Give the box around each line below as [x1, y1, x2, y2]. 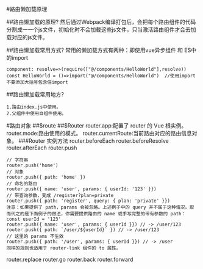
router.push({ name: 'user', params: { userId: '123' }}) [6, 186, 157, 192]
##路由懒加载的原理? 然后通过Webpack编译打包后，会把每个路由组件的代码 [6, 18, 196, 26]
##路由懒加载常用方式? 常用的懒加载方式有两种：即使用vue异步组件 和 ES [6, 46, 191, 54]
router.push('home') [6, 162, 59, 168]
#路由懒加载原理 [6, 5, 48, 12]
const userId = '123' [6, 216, 62, 222]
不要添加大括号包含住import [6, 79, 68, 85]
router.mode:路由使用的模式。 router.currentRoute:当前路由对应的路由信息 [6, 130, 192, 137]
